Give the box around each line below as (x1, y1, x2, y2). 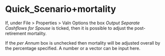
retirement (5, 30, 26, 36)
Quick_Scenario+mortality (5, 3, 116, 15)
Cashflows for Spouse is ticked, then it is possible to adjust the (5, 25, 134, 31)
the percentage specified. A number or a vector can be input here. (5, 45, 141, 51)
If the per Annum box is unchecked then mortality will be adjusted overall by (5, 40, 161, 46)
